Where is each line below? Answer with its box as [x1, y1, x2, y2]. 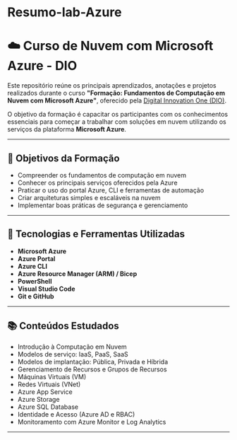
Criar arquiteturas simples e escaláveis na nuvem [17, 193, 161, 202]
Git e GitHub [17, 291, 54, 301]
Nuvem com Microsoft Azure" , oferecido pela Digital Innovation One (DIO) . [7, 96, 227, 105]
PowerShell [17, 277, 52, 285]
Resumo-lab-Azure [7, 4, 122, 21]
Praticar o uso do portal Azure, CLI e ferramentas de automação [17, 185, 205, 195]
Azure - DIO [7, 58, 78, 74]
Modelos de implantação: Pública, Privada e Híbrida [17, 357, 168, 366]
